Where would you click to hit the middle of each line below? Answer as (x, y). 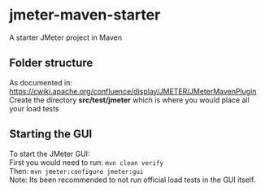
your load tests (34, 108)
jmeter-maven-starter (85, 15)
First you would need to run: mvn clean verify (87, 162)
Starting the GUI (51, 135)
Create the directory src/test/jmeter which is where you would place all (130, 100)
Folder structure (51, 63)
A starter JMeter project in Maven (66, 37)
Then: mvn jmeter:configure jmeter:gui (76, 171)
